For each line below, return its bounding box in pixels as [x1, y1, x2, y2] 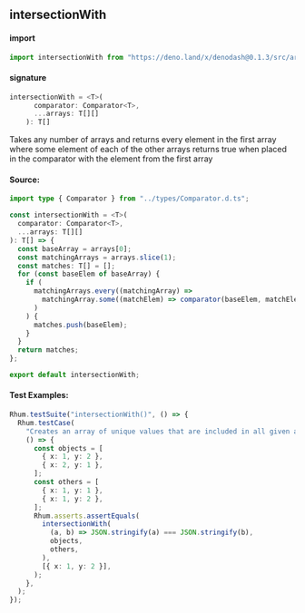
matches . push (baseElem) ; [33, 320, 128, 329]
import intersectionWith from [9, 53, 124, 62]
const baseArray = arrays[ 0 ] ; [17, 244, 132, 253]
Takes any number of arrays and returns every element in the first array [9, 134, 277, 145]
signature [9, 73, 47, 83]
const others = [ [33, 478, 100, 487]
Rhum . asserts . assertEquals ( [33, 511, 141, 521]
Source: [9, 174, 41, 185]
